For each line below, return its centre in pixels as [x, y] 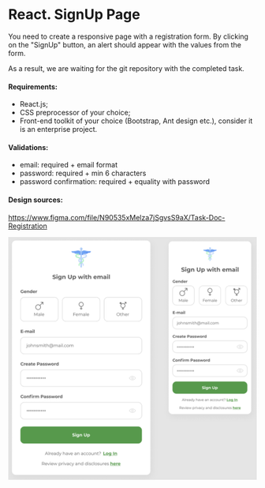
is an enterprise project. [58, 130]
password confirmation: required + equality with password [115, 182]
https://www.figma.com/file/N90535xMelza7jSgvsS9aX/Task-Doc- [117, 217]
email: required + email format [69, 165]
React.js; [34, 104]
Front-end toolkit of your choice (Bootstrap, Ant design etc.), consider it [136, 121]
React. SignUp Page [74, 15]
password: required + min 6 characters [83, 173]
